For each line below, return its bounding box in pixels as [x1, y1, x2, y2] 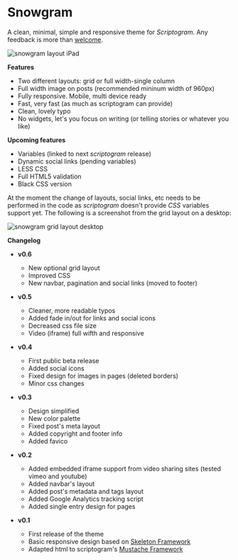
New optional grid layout [28, 264, 101, 272]
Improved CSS [28, 271, 71, 279]
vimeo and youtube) [28, 472, 87, 480]
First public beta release [28, 356, 99, 365]
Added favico [28, 436, 68, 445]
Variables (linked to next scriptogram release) [17, 149, 151, 158]
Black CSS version [17, 179, 72, 188]
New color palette [28, 414, 81, 423]
